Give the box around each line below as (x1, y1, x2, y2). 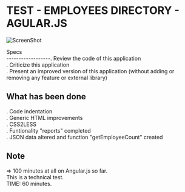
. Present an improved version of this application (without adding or (6, 67, 175, 74)
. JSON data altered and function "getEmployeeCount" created (6, 133, 163, 141)
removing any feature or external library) (6, 74, 108, 81)
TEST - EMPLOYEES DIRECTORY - (6, 4, 180, 18)
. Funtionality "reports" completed (6, 127, 91, 134)
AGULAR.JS (6, 16, 68, 30)
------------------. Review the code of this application (6, 55, 141, 62)
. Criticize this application (6, 61, 70, 68)
